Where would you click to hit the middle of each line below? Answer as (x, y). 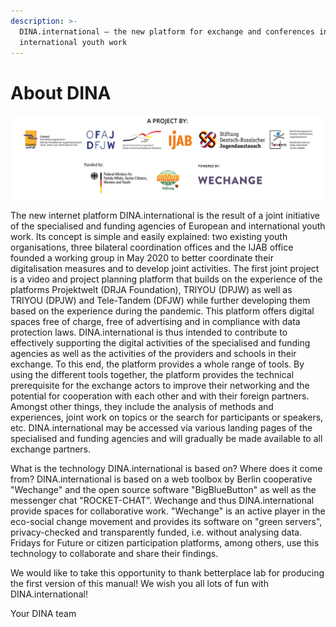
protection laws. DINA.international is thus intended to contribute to (149, 332)
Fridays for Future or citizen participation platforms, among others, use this (165, 542)
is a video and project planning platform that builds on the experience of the (166, 279)
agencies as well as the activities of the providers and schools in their (153, 353)
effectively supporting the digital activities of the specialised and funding (160, 342)
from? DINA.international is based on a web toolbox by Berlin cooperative (161, 479)
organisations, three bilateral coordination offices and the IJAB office (152, 247)
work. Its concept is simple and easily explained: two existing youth (149, 236)
